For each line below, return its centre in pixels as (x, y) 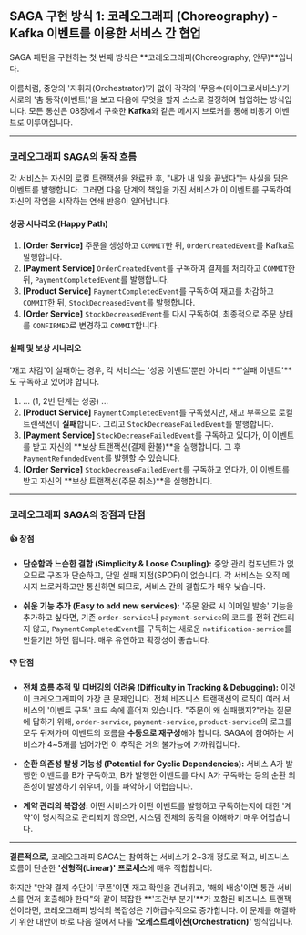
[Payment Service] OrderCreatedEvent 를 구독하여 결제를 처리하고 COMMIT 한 (159, 268)
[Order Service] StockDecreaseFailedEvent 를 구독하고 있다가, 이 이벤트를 (156, 469)
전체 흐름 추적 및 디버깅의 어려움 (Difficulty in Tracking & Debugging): (151, 687)
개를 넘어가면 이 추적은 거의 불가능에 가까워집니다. (151, 744)
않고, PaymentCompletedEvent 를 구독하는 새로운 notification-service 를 (162, 629)
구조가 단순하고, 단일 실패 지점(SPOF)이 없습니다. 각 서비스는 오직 (163, 575)
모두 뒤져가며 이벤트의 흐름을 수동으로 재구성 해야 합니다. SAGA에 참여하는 (153, 732)
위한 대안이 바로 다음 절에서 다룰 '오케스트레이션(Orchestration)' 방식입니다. (156, 921)
